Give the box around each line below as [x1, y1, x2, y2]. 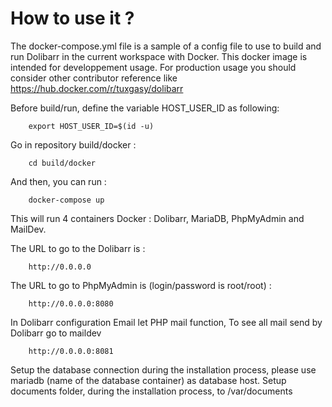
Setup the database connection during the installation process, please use [10, 363, 317, 376]
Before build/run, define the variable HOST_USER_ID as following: [10, 102, 280, 114]
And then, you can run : [10, 175, 107, 187]
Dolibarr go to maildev [10, 327, 102, 339]
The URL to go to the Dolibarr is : [10, 242, 146, 254]
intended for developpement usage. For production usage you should [10, 61, 297, 73]
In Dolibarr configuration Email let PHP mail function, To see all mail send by [10, 316, 323, 328]
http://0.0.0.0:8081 [28, 346, 114, 356]
